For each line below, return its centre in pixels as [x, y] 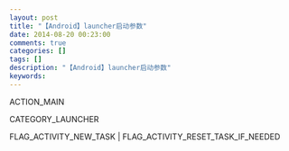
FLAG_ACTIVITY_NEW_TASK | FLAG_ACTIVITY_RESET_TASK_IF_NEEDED [145, 137]
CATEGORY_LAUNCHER [54, 119]
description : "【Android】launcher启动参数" [90, 68]
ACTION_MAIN [37, 102]
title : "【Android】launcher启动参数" [78, 26]
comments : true [38, 43]
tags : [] [26, 59]
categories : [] [38, 51]
